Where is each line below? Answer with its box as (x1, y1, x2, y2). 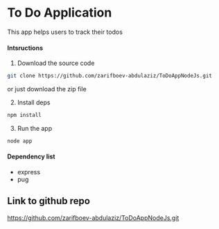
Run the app (17, 124, 53, 132)
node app (7, 137, 33, 145)
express (17, 167, 40, 176)
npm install (7, 112, 42, 119)
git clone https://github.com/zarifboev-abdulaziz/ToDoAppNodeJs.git (7, 73, 213, 80)
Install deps (17, 98, 51, 107)
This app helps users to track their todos (7, 28, 123, 36)
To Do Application (7, 5, 112, 21)
